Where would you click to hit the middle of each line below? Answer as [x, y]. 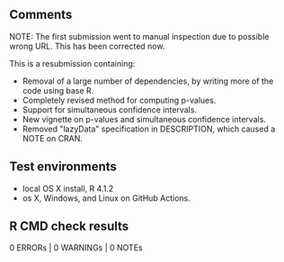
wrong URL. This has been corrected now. [87, 46]
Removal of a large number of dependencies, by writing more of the [148, 81]
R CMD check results [69, 226]
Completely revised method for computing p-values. [119, 100]
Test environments [63, 167]
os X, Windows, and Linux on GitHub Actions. [106, 198]
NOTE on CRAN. [53, 138]
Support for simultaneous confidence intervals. [110, 109]
